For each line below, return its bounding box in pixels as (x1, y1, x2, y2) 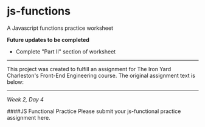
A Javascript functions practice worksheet (7, 24, 113, 32)
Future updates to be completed (7, 36, 90, 43)
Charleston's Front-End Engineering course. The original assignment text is (7, 72, 195, 79)
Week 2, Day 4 (7, 95, 44, 103)
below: (7, 78, 24, 86)
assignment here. (7, 114, 50, 121)
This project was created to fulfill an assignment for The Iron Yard (7, 65, 172, 72)
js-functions (7, 4, 71, 18)
